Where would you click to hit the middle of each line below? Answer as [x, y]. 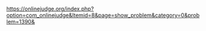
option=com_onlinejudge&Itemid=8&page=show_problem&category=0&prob [103, 15]
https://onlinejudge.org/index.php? [50, 9]
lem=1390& [21, 22]
